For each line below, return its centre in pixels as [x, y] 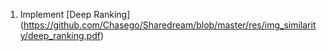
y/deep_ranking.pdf [60, 35]
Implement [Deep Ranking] [75, 14]
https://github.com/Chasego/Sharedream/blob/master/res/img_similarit [170, 25]
